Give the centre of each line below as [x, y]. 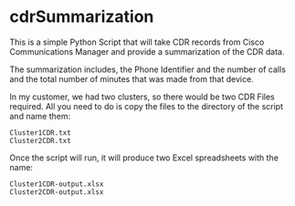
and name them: [40, 116]
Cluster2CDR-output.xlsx [57, 192]
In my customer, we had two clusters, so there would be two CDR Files [142, 97]
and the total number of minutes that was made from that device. [132, 78]
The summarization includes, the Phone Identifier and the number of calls [147, 69]
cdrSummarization [82, 17]
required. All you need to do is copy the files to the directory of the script [147, 106]
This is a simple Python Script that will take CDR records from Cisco [137, 42]
